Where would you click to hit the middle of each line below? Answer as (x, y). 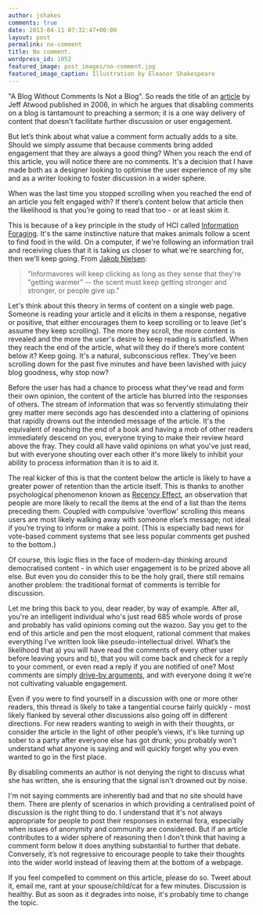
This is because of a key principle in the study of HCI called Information (123, 225)
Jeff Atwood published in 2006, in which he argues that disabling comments (131, 104)
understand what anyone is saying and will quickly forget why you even (123, 748)
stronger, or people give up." (73, 290)
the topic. (23, 902)
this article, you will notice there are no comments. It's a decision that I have (130, 161)
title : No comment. (40, 52)
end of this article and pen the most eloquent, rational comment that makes (129, 633)
